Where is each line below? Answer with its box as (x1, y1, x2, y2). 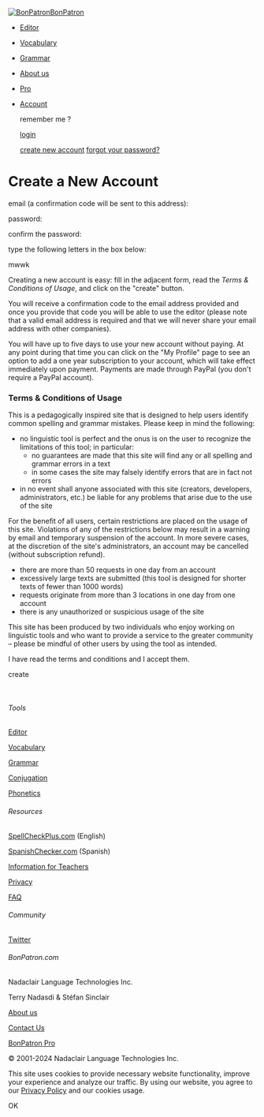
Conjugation (8, 773, 48, 783)
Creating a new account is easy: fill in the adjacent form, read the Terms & (8, 275, 249, 284)
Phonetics (8, 789, 41, 798)
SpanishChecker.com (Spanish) (8, 846, 111, 856)
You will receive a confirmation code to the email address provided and (8, 298, 239, 308)
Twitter (8, 935, 32, 944)
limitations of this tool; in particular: (19, 443, 135, 452)
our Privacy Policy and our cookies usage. (8, 1085, 145, 1096)
